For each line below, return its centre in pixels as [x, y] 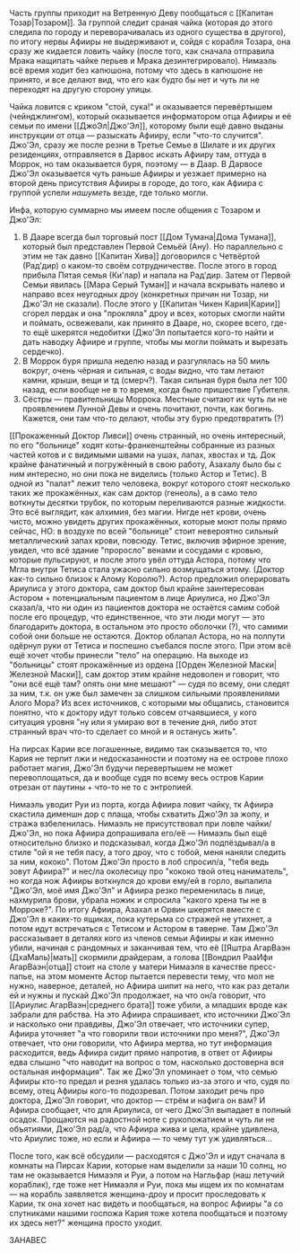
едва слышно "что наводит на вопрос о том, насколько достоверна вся [147, 1062]
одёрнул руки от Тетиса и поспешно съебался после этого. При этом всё [150, 645]
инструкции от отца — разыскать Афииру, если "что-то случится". [137, 135]
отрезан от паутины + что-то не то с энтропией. [101, 787]
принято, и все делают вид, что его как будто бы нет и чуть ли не [134, 79]
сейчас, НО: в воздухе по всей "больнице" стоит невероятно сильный [144, 531]
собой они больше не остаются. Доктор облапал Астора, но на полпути [147, 636]
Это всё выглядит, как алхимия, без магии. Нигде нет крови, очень [138, 512]
